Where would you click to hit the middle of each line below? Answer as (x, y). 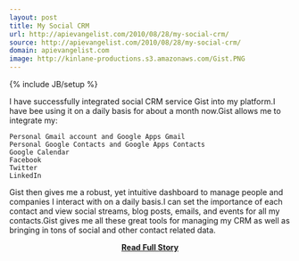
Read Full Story (150, 247)
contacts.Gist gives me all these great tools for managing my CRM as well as (149, 220)
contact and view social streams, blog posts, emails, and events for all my (145, 211)
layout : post (33, 17)
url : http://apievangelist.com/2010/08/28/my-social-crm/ (119, 34)
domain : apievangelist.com (59, 51)
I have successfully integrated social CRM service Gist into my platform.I (142, 102)
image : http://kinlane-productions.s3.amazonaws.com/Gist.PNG (127, 59)
